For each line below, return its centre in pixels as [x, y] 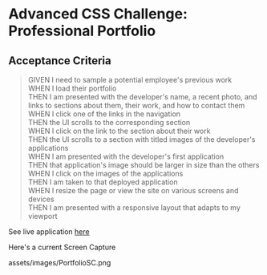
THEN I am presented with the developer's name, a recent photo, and [142, 97]
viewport [42, 216]
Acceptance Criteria [60, 61]
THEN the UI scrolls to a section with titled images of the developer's [142, 140]
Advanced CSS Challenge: [98, 14]
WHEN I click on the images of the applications [105, 174]
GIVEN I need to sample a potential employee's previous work [130, 80]
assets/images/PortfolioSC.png [60, 263]
